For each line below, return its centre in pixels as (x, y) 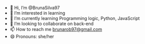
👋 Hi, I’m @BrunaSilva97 (35, 8)
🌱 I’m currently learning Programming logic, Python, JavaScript (75, 18)
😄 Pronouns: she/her (32, 36)
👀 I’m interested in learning (37, 13)
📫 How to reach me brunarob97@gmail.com (56, 29)
